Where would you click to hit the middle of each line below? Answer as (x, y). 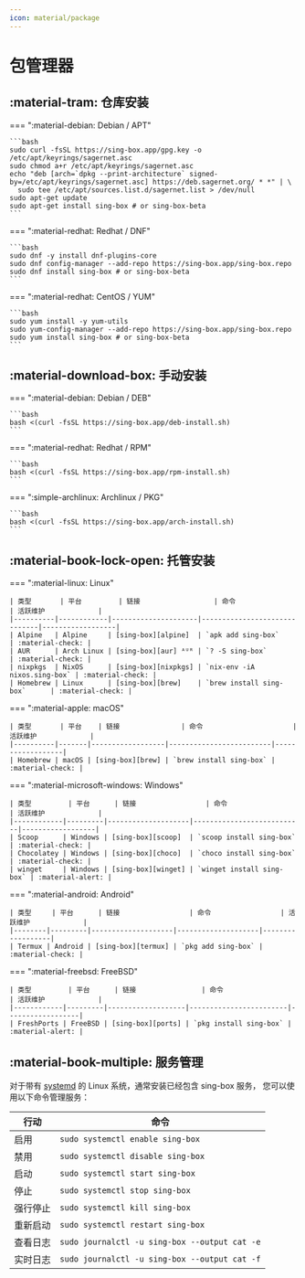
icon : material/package (55, 18)
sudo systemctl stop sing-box (126, 1191)
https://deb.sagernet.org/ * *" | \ (222, 182)
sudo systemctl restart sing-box (132, 1225)
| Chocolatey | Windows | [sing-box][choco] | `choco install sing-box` (153, 854)
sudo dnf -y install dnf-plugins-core (83, 256)
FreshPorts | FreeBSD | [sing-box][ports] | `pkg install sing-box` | (155, 1024)
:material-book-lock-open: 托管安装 (112, 560)
